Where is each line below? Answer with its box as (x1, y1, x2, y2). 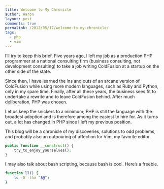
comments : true (5, 21, 36, 26)
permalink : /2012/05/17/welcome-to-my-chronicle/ (5, 26, 109, 31)
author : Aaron (5, 12, 34, 17)
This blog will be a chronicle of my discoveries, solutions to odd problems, (5, 128, 156, 134)
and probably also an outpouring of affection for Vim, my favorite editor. (5, 133, 151, 139)
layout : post (5, 16, 32, 21)
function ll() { (5, 171, 38, 176)
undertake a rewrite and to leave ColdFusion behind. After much (5, 94, 135, 99)
